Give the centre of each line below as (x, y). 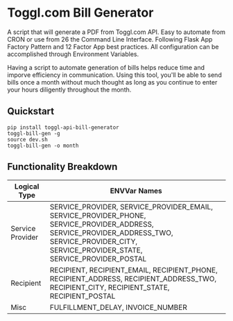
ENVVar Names (136, 191)
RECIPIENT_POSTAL (83, 296)
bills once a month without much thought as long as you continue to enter (112, 82)
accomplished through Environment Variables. (73, 54)
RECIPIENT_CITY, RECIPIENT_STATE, (110, 287)
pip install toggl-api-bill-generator (63, 127)
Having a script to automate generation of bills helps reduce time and (106, 67)
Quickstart (31, 111)
